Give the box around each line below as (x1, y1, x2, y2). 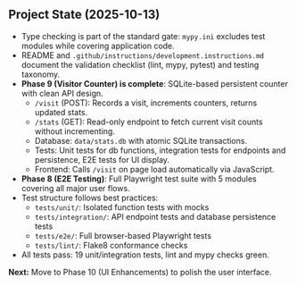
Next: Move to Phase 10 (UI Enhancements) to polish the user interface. (8, 266, 273, 277)
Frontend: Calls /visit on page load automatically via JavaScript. (34, 164, 275, 174)
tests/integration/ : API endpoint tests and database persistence (34, 211, 276, 222)
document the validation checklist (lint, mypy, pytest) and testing (21, 59, 260, 70)
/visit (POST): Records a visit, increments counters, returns (34, 97, 258, 108)
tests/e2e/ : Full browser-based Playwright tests (34, 230, 211, 240)
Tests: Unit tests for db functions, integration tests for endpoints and (34, 145, 286, 156)
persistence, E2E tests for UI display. (34, 154, 170, 164)
